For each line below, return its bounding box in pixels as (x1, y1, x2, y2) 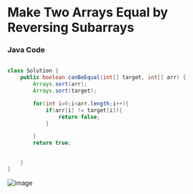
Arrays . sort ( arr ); (33, 81, 88, 88)
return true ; (33, 140, 72, 147)
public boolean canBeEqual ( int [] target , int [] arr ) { (20, 74, 187, 81)
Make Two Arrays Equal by (7, 4, 169, 21)
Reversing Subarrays (7, 19, 135, 36)
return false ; (58, 113, 100, 121)
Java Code (7, 45, 45, 55)
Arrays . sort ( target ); (33, 87, 98, 95)
